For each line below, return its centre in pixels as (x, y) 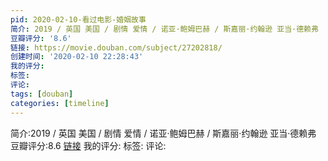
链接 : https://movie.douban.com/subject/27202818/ (116, 47)
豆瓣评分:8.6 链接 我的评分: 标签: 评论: (88, 145)
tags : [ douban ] (42, 94)
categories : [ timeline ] (60, 103)
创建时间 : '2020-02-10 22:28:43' (77, 57)
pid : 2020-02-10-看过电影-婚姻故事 (78, 19)
